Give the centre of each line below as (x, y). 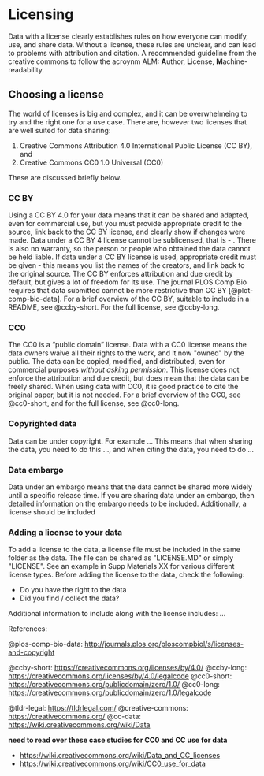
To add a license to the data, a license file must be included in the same (124, 550)
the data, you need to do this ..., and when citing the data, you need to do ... (131, 449)
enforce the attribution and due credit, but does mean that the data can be (129, 378)
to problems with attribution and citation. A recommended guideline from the (132, 53)
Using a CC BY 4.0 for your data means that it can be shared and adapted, (129, 215)
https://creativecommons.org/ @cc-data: (75, 717)
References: (28, 629)
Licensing (41, 15)
